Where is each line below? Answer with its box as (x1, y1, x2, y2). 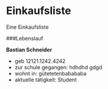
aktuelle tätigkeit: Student (14, 76, 77, 83)
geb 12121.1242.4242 (14, 57, 66, 64)
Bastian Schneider (6, 46, 53, 53)
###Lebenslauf (6, 35, 43, 42)
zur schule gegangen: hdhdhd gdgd (14, 63, 102, 71)
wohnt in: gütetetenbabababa (14, 70, 87, 77)
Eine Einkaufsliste (6, 23, 49, 30)
